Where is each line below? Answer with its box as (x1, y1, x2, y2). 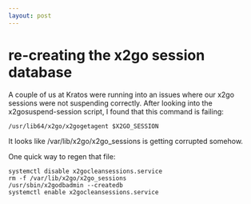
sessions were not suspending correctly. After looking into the (8, 98, 213, 108)
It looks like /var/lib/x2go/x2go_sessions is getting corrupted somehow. (8, 136, 244, 146)
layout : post (8, 11, 52, 20)
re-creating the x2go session (8, 46, 205, 64)
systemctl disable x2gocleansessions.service (8, 167, 162, 175)
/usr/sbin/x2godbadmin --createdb (8, 181, 124, 189)
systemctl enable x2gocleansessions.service (8, 188, 159, 196)
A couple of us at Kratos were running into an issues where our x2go (8, 90, 234, 99)
